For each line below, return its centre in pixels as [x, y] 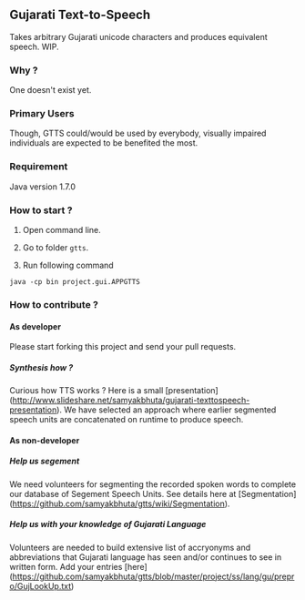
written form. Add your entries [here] [78, 566]
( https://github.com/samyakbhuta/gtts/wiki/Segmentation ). [120, 503]
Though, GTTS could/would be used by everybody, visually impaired [138, 133]
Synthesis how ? [41, 367]
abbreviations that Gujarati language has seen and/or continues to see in [146, 557]
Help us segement [45, 461]
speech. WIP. [34, 46]
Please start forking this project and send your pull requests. [123, 347]
